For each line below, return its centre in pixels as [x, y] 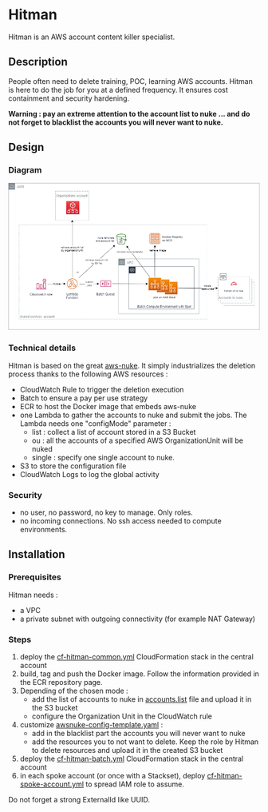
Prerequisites [35, 577]
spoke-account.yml [52, 784]
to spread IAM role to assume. [135, 784]
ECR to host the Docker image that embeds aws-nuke [108, 406]
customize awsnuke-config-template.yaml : [91, 724]
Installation [37, 554]
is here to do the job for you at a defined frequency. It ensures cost [118, 90]
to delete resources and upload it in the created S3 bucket [127, 750]
